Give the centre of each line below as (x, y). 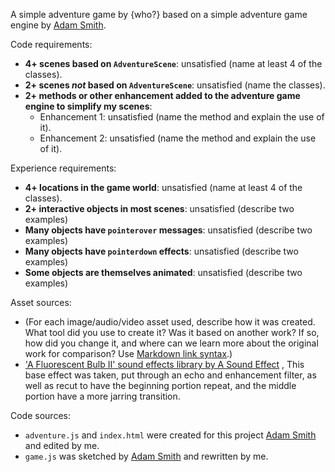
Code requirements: (51, 44)
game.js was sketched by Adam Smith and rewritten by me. (146, 456)
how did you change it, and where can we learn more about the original (171, 343)
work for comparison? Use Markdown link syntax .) (128, 353)
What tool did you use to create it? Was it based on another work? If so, (172, 332)
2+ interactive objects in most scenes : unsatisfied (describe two (159, 208)
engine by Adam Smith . (58, 25)
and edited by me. (62, 445)
